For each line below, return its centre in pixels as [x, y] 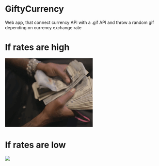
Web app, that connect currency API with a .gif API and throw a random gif [79, 22]
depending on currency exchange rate [43, 27]
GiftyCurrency [34, 9]
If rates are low [36, 145]
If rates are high [37, 47]
